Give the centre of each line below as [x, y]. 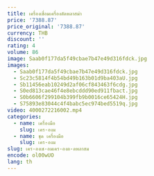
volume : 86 [23, 53]
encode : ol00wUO [31, 156]
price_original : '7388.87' [46, 26]
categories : [24, 116]
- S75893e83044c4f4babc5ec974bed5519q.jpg [76, 104]
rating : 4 [22, 46]
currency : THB [28, 33]
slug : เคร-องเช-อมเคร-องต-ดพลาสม [48, 149]
